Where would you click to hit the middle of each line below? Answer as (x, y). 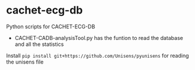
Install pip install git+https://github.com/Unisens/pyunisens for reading (97, 55)
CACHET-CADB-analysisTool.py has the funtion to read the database (99, 38)
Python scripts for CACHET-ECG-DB (51, 26)
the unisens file (25, 62)
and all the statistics (39, 44)
